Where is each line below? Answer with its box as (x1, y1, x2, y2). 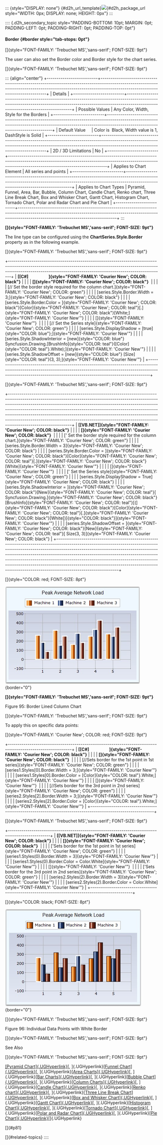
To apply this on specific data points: (5, 722, 79, 728)
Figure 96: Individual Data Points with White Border (5, 1026, 108, 1032)
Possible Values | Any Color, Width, (78, 106, 149, 112)
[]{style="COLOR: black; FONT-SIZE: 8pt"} (5, 899, 91, 905)
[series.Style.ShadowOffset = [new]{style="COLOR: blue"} (5, 351, 123, 357)
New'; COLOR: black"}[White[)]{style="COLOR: (5, 515, 100, 521)
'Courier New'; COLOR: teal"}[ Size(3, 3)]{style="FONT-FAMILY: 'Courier (5, 531, 151, 537)
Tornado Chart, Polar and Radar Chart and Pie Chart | (5, 200, 112, 206)
